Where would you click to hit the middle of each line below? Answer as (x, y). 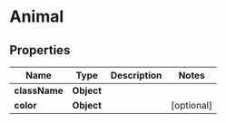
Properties (40, 50)
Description (136, 76)
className (39, 90)
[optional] (192, 105)
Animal (37, 17)
